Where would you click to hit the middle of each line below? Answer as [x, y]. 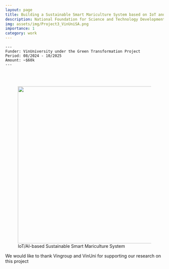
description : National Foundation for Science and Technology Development [85, 19]
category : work [21, 33]
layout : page [19, 10]
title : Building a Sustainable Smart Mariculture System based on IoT [81, 15]
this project [17, 261]
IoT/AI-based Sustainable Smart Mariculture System [71, 246]
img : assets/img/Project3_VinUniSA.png [47, 24]
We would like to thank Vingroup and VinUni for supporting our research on [83, 256]
